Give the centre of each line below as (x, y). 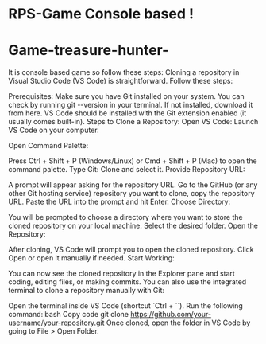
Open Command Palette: (48, 146)
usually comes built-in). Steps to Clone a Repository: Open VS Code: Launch (133, 122)
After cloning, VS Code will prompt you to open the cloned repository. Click (131, 250)
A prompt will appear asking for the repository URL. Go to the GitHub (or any (133, 185)
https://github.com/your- (171, 315)
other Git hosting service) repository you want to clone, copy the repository (132, 193)
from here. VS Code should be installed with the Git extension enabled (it (127, 113)
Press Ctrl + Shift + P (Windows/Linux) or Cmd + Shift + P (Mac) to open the (133, 161)
